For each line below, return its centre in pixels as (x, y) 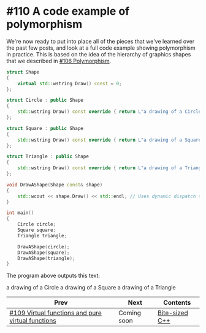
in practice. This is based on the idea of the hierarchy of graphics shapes (99, 54)
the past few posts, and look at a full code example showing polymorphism (101, 48)
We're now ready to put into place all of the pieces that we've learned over (101, 41)
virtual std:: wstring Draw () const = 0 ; (70, 83)
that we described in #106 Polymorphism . (59, 61)
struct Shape (23, 72)
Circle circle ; (37, 224)
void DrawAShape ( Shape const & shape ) (55, 185)
